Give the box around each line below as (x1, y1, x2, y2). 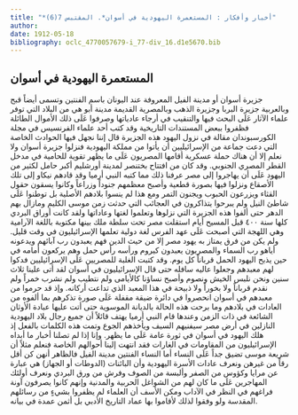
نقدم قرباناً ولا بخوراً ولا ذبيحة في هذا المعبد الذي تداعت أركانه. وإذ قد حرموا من (10, 283, 269, 294)
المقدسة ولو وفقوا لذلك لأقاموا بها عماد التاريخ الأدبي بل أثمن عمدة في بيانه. (10, 395, 258, 406)
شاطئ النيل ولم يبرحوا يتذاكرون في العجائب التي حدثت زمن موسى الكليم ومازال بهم (10, 198, 289, 208)
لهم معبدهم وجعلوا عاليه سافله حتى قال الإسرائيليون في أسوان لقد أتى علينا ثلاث (10, 263, 274, 275)
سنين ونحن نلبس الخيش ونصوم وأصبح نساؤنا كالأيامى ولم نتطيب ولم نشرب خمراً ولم (10, 273, 289, 284)
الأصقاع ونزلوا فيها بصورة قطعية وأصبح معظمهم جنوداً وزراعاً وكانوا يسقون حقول (10, 179, 274, 190)
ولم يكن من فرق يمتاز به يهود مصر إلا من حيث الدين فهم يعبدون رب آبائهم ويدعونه (10, 236, 278, 247)
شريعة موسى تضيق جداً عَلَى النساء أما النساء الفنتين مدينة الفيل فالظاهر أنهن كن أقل (10, 348, 290, 359)
